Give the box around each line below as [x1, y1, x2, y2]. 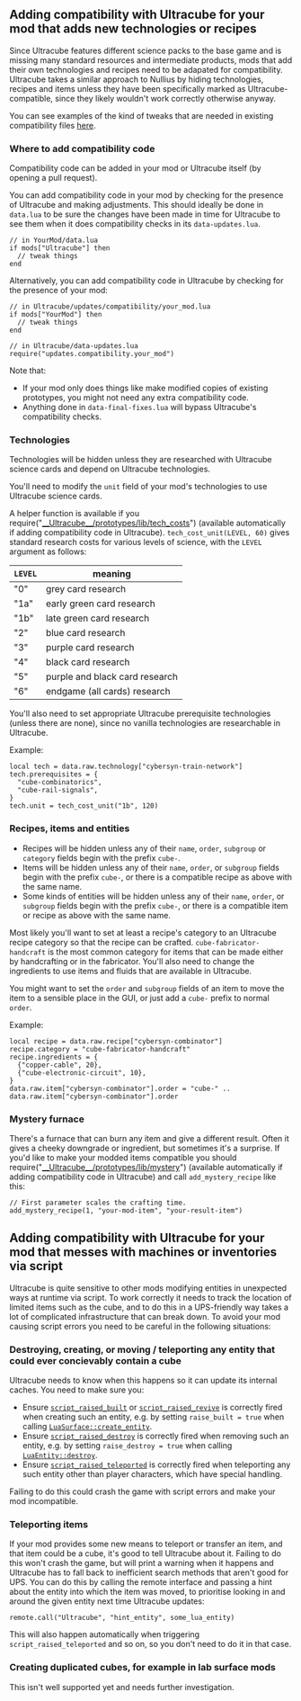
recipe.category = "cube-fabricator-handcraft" [9, 1044, 191, 1053]
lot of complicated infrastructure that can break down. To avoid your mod [9, 1311, 281, 1321]
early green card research [45, 597, 155, 610]
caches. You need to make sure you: [9, 1384, 145, 1395]
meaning [93, 568, 132, 580]
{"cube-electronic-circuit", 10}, [17, 1068, 146, 1078]
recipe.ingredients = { [9, 1052, 99, 1061]
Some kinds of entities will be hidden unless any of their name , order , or [22, 891, 285, 901]
